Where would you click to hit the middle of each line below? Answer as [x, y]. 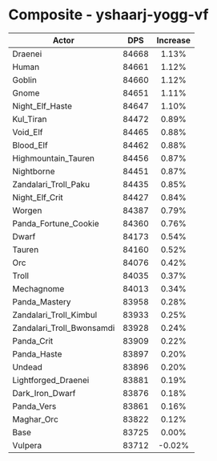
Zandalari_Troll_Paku [51, 184]
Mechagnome [38, 288]
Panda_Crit [33, 341]
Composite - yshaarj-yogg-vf [108, 15]
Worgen [27, 210]
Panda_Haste [37, 353]
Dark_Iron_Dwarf [44, 393]
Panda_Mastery [42, 301]
